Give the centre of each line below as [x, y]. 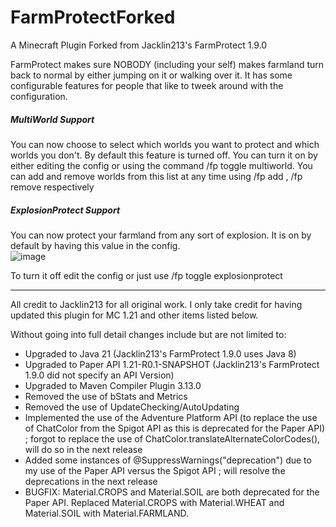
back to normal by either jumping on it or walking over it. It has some [151, 75]
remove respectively [52, 187]
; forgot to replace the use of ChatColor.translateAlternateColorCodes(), [172, 438]
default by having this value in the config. [95, 245]
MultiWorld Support [52, 119]
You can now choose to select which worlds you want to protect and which [165, 144]
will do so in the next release [83, 449]
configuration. [39, 96]
